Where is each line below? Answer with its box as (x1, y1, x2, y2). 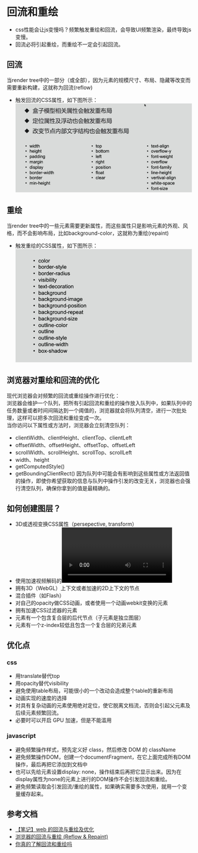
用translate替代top (15, 672, 61, 680)
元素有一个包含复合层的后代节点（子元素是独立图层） (15, 614, 145, 621)
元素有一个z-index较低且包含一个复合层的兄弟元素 (15, 621, 137, 628)
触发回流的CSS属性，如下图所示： (15, 96, 98, 103)
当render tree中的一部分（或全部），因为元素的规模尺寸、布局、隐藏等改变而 (6, 76, 191, 83)
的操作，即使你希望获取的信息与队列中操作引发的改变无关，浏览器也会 (15, 477, 186, 484)
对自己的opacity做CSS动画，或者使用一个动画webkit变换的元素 (15, 599, 168, 606)
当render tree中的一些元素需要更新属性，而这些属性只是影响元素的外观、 (6, 222, 183, 229)
